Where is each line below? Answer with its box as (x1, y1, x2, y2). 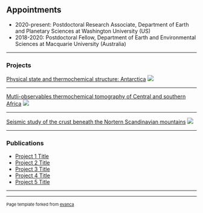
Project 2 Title (14, 159, 50, 166)
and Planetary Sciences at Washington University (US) (14, 27, 151, 34)
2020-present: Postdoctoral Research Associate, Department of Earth (14, 21, 189, 28)
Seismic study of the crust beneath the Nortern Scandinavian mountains (6, 118, 186, 126)
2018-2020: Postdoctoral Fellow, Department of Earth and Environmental (14, 33, 196, 41)
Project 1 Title (14, 152, 50, 160)
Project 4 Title (14, 172, 50, 179)
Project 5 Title (14, 179, 50, 186)
